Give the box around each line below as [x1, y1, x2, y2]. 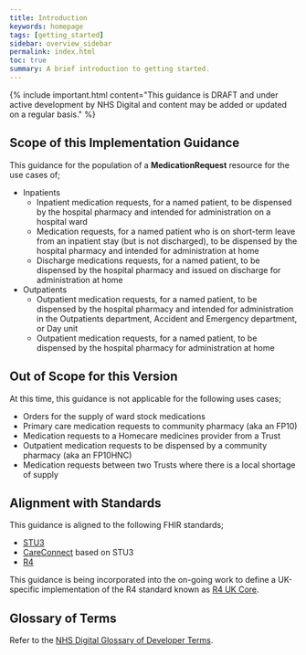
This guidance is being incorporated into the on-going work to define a [9, 575, 277, 586]
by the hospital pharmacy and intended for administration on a [36, 206, 271, 217]
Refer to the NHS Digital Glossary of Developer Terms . [9, 635, 214, 646]
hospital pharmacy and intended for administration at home [36, 245, 260, 256]
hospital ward [36, 216, 89, 227]
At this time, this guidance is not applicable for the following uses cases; [9, 393, 281, 404]
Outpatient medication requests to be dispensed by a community [22, 439, 268, 450]
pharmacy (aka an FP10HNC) [22, 449, 132, 460]
